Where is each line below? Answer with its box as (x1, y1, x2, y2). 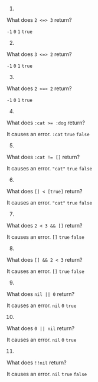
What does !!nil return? (6, 359, 67, 366)
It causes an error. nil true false (6, 371, 87, 377)
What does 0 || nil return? (6, 325, 75, 332)
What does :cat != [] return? (6, 153, 80, 160)
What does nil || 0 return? (6, 291, 75, 297)
